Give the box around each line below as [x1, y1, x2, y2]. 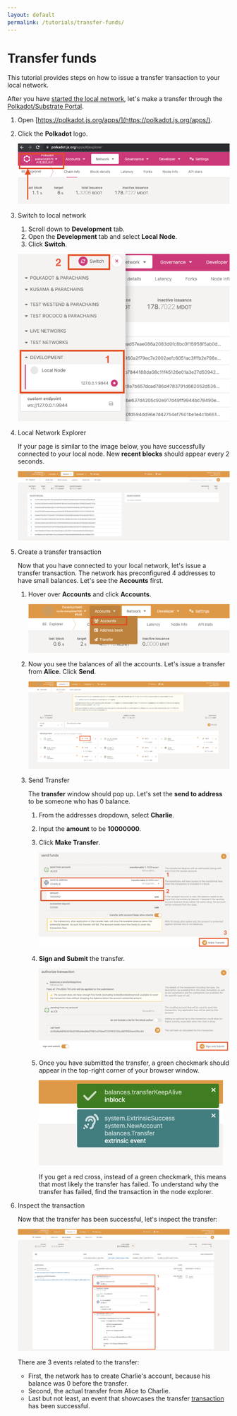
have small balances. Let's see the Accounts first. [17, 576, 164, 584]
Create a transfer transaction [17, 548, 102, 556]
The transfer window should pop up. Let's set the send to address [28, 790, 223, 798]
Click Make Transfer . [38, 838, 101, 847]
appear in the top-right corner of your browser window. [38, 1066, 200, 1075]
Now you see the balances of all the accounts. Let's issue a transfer [28, 659, 226, 668]
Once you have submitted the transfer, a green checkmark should [38, 1058, 230, 1067]
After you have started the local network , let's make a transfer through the [7, 95, 223, 103]
